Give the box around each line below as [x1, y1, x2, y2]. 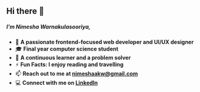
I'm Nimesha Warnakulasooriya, [6, 23, 91, 30]
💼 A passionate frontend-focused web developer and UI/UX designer [15, 38, 194, 46]
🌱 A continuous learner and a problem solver [15, 54, 131, 62]
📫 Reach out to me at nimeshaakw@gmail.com [15, 70, 138, 77]
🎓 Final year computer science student [15, 45, 119, 52]
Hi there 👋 [6, 6, 45, 16]
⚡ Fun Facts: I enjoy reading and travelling [15, 61, 124, 68]
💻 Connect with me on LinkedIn [15, 79, 98, 87]
